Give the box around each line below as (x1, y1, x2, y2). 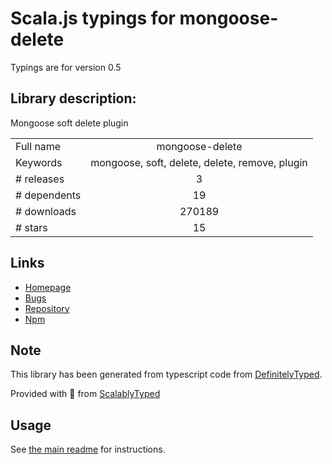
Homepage (24, 281, 72, 293)
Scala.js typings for (10, 7, 176, 30)
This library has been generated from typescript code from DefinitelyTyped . (10, 368, 323, 381)
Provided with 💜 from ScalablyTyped (10, 388, 161, 400)
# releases (15, 172, 65, 186)
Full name (15, 139, 62, 153)
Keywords (15, 155, 63, 169)
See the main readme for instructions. (10, 443, 166, 456)
